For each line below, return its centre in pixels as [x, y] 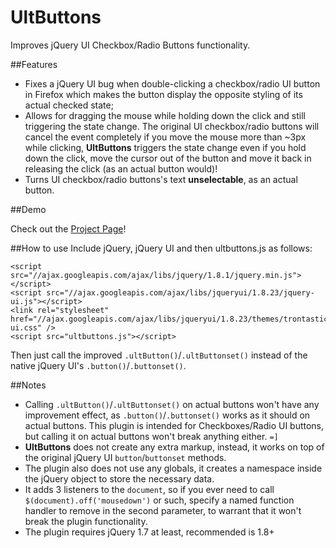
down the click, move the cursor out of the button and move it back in [168, 158]
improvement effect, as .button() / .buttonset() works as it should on [167, 415]
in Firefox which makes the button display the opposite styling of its [163, 94]
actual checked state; [69, 105]
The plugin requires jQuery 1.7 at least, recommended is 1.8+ [149, 532]
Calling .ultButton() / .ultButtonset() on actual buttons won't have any [172, 404]
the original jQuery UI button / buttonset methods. [125, 457]
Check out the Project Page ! [68, 228]
